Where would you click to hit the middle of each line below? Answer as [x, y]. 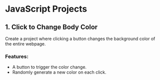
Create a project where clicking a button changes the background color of [80, 39]
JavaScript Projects [46, 9]
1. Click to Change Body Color [51, 27]
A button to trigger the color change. [49, 67]
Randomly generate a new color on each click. [59, 72]
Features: [17, 56]
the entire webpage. [25, 44]
